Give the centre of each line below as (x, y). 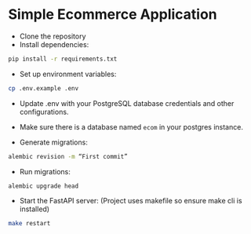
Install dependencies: (54, 44)
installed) (34, 209)
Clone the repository (53, 36)
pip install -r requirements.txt (63, 59)
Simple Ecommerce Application (113, 15)
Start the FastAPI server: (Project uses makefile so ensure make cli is (131, 201)
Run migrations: (45, 171)
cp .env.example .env (44, 88)
